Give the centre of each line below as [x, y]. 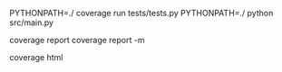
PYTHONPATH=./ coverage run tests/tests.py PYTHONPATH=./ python [141, 13]
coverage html [36, 57]
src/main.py [32, 22]
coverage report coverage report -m [77, 40]
